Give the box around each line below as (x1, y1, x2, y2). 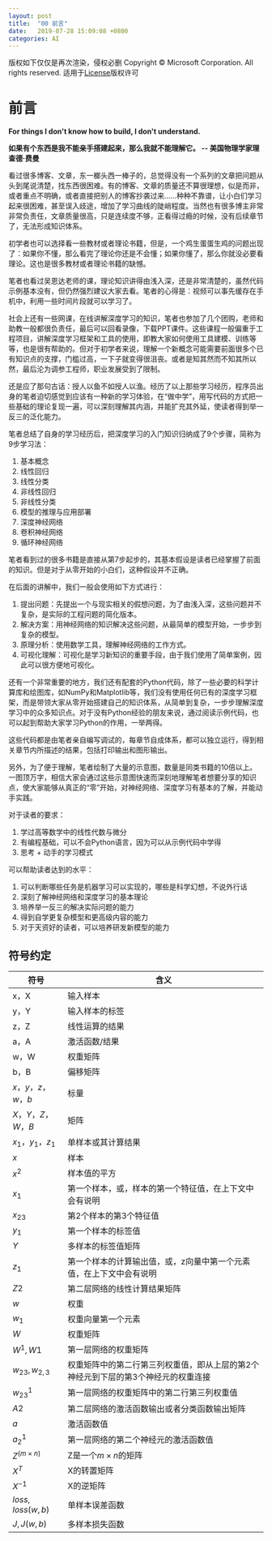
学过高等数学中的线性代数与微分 (19, 828, 127, 837)
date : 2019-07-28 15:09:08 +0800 (8, 27, 129, 35)
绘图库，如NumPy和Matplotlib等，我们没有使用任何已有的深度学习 (29, 687, 251, 697)
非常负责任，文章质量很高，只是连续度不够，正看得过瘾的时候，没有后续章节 (8, 212, 264, 221)
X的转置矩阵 (67, 1465, 114, 1476)
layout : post (8, 11, 53, 20)
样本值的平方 (67, 1168, 117, 1179)
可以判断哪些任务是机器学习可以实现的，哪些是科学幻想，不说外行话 (19, 882, 248, 892)
